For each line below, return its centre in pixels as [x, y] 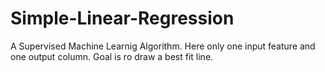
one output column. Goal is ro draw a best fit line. [112, 56]
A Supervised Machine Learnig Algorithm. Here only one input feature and [163, 46]
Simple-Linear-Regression [122, 18]
